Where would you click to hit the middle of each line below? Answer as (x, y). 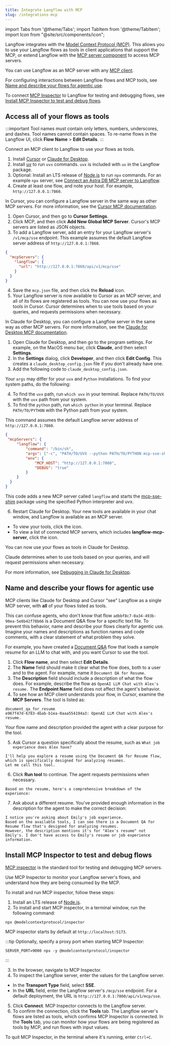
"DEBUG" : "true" (52, 468)
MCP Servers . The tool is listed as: (49, 700)
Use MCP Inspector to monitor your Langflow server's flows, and (73, 877)
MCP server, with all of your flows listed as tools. (56, 606)
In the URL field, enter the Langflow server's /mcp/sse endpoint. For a (84, 990)
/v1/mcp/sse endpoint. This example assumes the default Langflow (82, 238)
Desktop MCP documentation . (37, 333)
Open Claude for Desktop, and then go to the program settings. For (82, 342)
